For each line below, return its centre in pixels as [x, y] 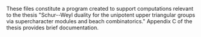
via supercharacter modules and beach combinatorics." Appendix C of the [100, 21]
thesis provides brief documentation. [52, 27]
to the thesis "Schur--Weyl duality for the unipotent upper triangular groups [101, 15]
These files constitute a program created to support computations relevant [100, 9]
